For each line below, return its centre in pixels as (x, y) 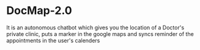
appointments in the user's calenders (53, 40)
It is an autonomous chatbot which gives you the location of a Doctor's (95, 27)
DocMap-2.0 (39, 11)
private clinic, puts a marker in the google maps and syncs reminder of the (100, 34)
